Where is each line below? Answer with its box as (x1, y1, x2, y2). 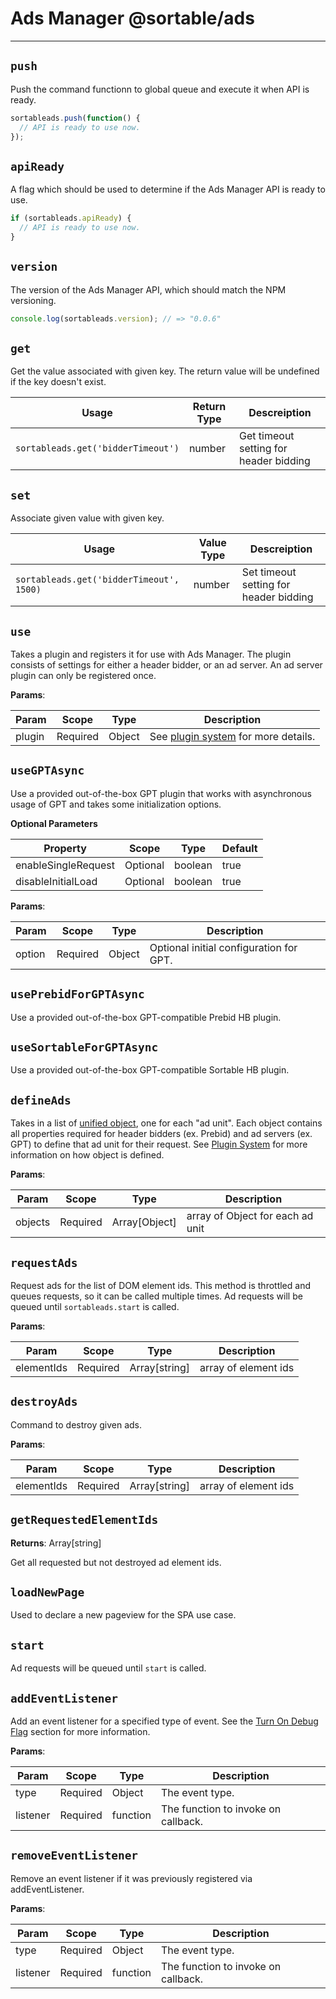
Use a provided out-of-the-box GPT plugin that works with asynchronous (10, 787, 312, 799)
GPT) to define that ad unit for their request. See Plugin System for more (10, 1138, 308, 1151)
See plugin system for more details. (149, 729, 316, 743)
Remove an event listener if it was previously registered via (10, 1872, 253, 1884)
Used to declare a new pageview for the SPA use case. (10, 1609, 237, 1621)
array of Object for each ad (186, 1209, 314, 1223)
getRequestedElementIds (10, 1513, 159, 1527)
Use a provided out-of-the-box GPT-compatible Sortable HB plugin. (10, 1064, 290, 1076)
